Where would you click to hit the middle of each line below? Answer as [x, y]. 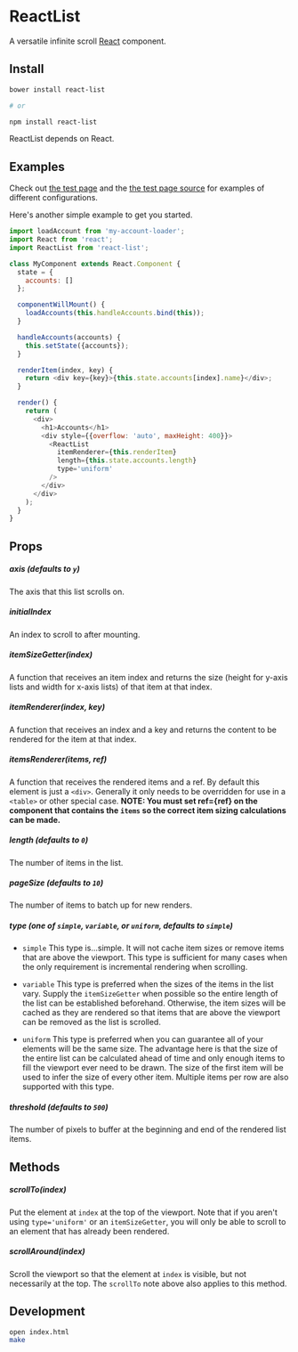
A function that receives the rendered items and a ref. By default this [134, 782]
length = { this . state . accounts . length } [127, 460]
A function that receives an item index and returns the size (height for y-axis [149, 677]
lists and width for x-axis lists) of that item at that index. [111, 687]
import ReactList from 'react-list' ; [79, 248]
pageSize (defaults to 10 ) [56, 883]
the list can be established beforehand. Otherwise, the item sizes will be [154, 1003]
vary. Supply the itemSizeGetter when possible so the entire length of [150, 994]
